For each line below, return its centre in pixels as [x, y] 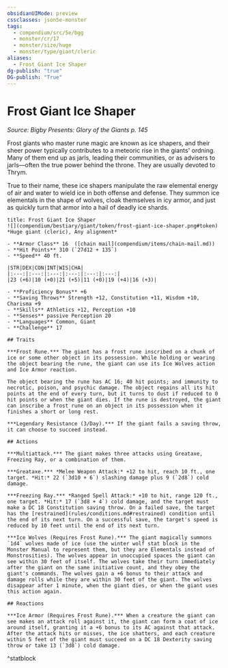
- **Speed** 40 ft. [35, 256]
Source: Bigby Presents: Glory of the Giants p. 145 [77, 130]
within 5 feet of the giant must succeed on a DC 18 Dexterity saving [110, 640]
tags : [15, 26]
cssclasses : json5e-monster [47, 20]
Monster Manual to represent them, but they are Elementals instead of [111, 550]
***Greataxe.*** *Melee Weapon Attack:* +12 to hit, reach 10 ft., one [111, 472]
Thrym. [17, 173]
